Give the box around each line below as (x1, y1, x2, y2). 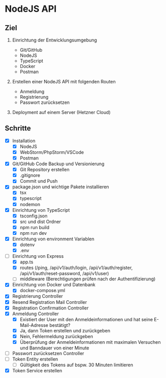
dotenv (19, 241, 35, 248)
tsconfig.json (19, 213, 48, 219)
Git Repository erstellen (19, 167, 70, 173)
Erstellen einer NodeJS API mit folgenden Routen (12, 79, 116, 84)
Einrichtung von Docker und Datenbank (12, 282, 96, 288)
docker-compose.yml (19, 287, 65, 294)
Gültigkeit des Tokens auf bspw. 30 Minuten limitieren (19, 362, 134, 368)
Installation (12, 138, 35, 144)
